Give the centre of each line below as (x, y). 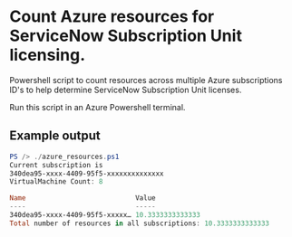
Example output (55, 136)
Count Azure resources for (112, 17)
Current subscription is (56, 165)
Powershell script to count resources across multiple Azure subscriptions (146, 80)
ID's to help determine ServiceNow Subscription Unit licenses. (126, 90)
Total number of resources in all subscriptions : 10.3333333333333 (140, 223)
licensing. (48, 55)
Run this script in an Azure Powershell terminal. (97, 107)
